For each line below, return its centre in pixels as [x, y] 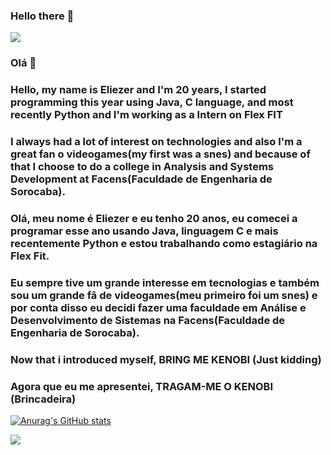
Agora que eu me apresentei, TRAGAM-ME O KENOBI [142, 386]
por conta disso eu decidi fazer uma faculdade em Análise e [158, 307]
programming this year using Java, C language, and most [152, 102]
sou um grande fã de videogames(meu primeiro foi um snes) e [164, 295]
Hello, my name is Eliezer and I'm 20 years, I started [138, 90]
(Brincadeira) [43, 399]
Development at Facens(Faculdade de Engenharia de [141, 179]
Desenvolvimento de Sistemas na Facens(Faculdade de [148, 320]
